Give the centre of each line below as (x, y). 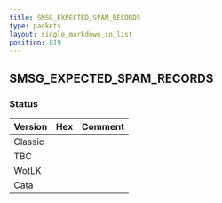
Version (31, 126)
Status (24, 103)
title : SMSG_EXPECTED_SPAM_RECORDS (75, 17)
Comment (103, 126)
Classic (29, 142)
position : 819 (36, 42)
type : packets (36, 26)
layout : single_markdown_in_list (71, 34)
